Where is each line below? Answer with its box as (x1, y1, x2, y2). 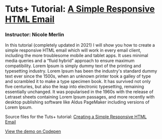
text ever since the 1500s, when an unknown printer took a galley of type (5, 73, 151, 79)
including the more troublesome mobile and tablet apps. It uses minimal (5, 53, 148, 59)
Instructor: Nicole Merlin (5, 31, 64, 38)
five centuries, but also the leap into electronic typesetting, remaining (5, 84, 144, 90)
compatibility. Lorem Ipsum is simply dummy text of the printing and (5, 63, 141, 69)
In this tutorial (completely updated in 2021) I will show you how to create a (5, 42, 155, 48)
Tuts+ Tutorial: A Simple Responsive (5, 3, 155, 15)
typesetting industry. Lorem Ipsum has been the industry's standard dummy (5, 68, 157, 74)
